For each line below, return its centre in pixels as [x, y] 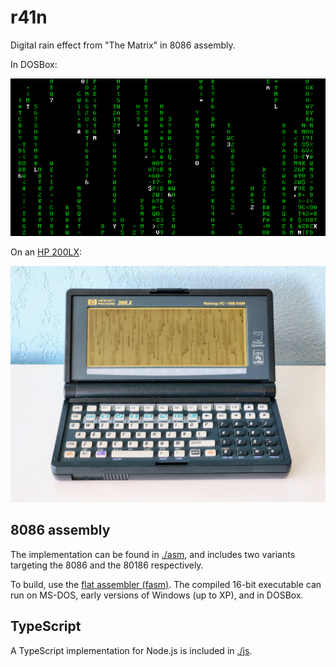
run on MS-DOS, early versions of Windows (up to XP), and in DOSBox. [157, 595]
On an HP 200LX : [46, 252]
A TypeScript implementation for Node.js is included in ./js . [131, 650]
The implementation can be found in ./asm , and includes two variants [153, 554]
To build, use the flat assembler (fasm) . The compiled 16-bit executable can [166, 584]
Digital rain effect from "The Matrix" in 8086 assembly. [123, 45]
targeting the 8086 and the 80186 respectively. [107, 565]
